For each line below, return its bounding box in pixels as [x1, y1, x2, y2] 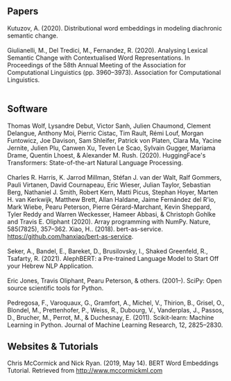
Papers [7, 6, 39, 17]
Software [7, 103, 48, 115]
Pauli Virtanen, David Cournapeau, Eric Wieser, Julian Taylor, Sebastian [7, 180, 212, 189]
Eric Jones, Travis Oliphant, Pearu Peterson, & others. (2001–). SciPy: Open [7, 276, 222, 285]
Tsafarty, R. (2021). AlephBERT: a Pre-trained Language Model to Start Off [7, 254, 219, 262]
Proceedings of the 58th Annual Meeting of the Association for [7, 60, 187, 69]
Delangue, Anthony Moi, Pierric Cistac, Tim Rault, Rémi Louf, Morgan [7, 128, 204, 137]
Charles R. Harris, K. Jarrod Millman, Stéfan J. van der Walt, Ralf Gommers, [7, 173, 222, 181]
